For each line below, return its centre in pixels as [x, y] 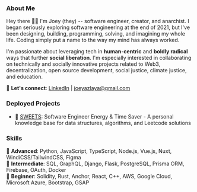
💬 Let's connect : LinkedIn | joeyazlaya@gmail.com [68, 88]
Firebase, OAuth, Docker [36, 169]
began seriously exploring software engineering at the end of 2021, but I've [98, 27]
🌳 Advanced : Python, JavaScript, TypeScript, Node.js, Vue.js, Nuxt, [89, 151]
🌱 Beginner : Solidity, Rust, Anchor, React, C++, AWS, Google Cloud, [89, 176]
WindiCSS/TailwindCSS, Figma [44, 157]
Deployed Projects [33, 104]
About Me [21, 8]
